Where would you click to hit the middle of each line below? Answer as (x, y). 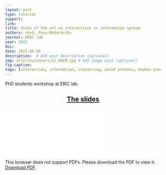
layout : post (19, 10)
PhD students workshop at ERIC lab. (42, 84)
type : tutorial (21, 14)
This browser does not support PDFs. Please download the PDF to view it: (80, 162)
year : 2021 (16, 42)
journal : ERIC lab (24, 38)
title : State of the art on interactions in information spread (73, 28)
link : (11, 24)
